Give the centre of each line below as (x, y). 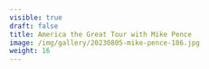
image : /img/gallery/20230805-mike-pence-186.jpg (105, 43)
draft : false (34, 26)
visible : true (36, 17)
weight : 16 (30, 51)
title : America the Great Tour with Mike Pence (101, 34)
